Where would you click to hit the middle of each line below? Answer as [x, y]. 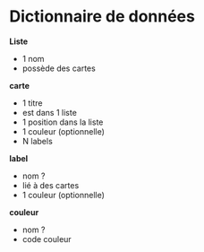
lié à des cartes [51, 185]
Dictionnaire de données [102, 17]
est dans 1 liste [50, 112]
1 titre [32, 103]
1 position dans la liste [63, 122]
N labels [38, 141]
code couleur [47, 239]
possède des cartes [59, 68]
